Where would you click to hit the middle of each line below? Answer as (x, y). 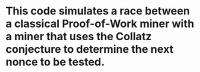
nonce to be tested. (55, 62)
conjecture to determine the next (90, 49)
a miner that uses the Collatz (79, 37)
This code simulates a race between (98, 11)
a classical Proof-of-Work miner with (100, 24)
